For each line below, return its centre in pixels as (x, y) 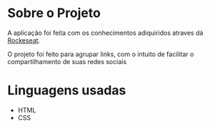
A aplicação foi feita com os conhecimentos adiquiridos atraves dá (105, 33)
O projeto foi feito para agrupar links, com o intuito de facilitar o (101, 54)
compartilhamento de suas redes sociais (67, 61)
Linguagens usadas (67, 91)
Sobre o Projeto (54, 13)
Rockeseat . (24, 40)
